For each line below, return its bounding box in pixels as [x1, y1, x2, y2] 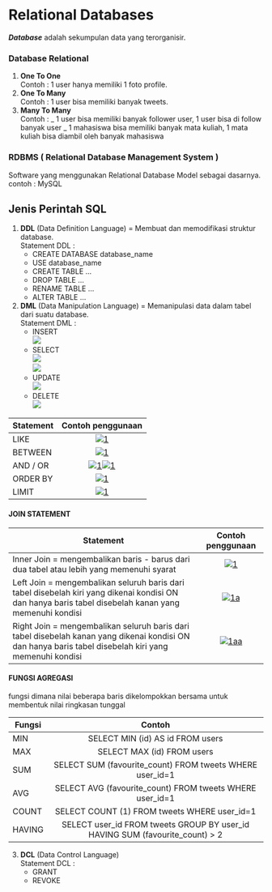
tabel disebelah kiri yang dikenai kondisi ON [12, 587, 179, 598]
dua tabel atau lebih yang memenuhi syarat [12, 563, 176, 574]
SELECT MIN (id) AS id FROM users [87, 732, 223, 744]
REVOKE [32, 875, 61, 885]
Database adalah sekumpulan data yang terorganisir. [8, 32, 186, 42]
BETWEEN [12, 447, 53, 459]
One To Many [19, 88, 66, 98]
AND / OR [12, 460, 49, 472]
